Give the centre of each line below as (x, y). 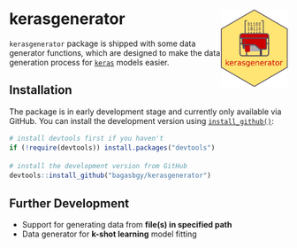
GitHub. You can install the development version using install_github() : (141, 120)
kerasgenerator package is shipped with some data (103, 43)
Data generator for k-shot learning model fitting (109, 234)
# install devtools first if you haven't (87, 138)
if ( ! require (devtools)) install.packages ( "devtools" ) (112, 147)
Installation (41, 90)
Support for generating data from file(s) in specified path (127, 224)
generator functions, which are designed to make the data (115, 52)
